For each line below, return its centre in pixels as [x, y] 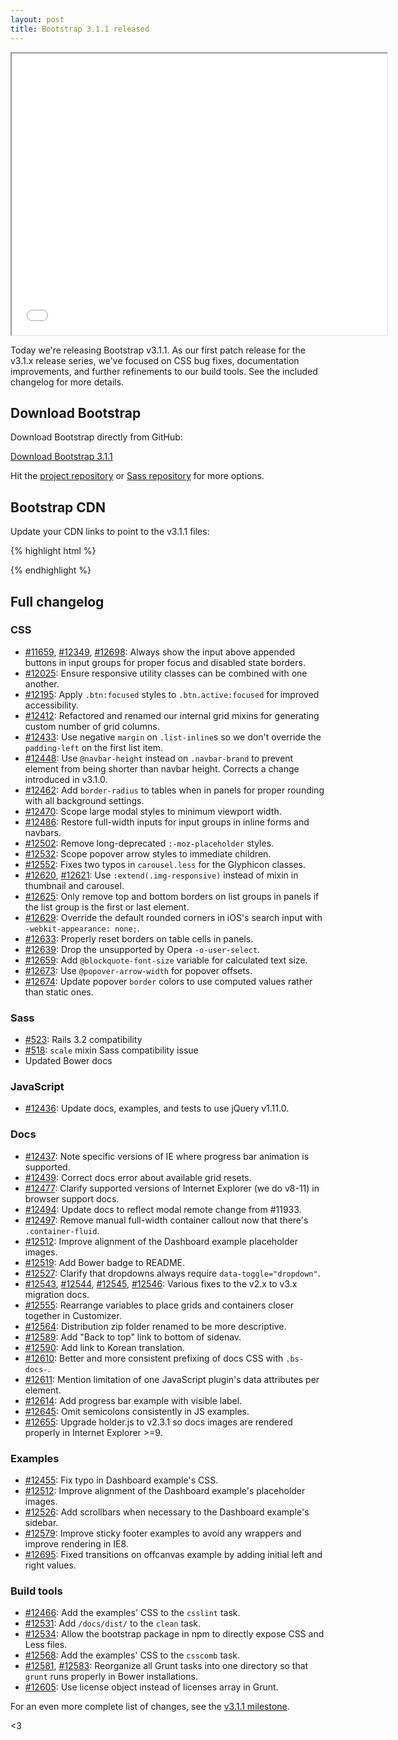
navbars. [43, 832]
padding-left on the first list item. [93, 747]
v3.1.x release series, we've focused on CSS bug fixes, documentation [155, 360]
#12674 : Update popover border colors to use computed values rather [168, 981]
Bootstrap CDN [58, 507]
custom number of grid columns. [92, 726]
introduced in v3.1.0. [66, 779]
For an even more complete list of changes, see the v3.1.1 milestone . [150, 1707]
